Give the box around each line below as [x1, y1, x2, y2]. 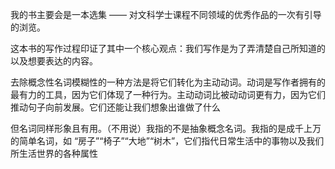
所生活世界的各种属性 [10, 148, 98, 159]
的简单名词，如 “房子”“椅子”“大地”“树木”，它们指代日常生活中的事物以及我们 [10, 135, 325, 147]
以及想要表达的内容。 [10, 55, 98, 67]
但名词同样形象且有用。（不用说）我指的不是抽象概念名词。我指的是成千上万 [10, 123, 322, 134]
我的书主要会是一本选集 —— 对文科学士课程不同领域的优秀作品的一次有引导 [10, 9, 322, 20]
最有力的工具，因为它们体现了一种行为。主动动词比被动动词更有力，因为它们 [10, 89, 326, 100]
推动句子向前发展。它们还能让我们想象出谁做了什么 [10, 101, 221, 113]
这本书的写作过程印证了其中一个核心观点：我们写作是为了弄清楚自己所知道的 [10, 43, 326, 54]
